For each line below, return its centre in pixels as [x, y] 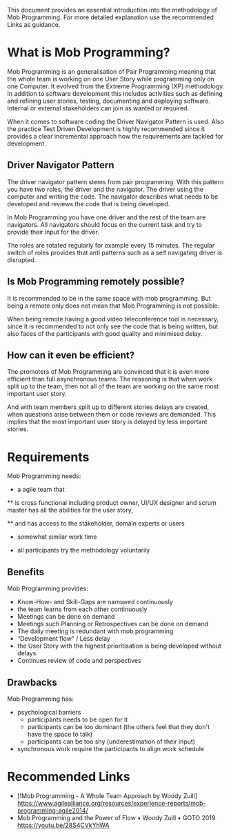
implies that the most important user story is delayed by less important [107, 422]
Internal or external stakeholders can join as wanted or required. [98, 108]
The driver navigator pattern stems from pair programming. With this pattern [115, 181]
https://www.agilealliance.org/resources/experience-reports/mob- [111, 803]
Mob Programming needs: [44, 476]
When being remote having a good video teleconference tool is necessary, [113, 319]
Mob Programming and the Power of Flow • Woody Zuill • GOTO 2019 [116, 817]
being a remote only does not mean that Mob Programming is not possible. [113, 306]
